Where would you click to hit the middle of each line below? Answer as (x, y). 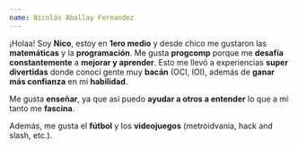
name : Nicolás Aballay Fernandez (72, 18)
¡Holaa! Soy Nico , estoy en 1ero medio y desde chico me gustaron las (138, 43)
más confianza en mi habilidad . (69, 81)
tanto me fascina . (42, 108)
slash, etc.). (31, 135)
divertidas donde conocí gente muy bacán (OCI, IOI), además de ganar (142, 72)
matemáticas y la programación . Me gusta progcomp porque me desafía (147, 53)
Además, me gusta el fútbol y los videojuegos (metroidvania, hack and (141, 126)
